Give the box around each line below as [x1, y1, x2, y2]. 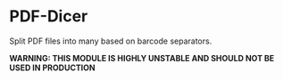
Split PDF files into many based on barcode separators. [9, 36, 212, 46]
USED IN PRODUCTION [9, 62, 96, 73]
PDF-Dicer [9, 6, 88, 27]
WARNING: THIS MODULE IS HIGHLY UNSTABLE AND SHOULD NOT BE [9, 52, 275, 63]
